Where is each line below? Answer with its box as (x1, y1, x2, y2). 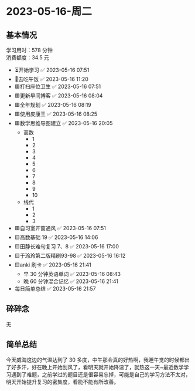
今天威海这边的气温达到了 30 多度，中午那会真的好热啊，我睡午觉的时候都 (6, 356, 185, 363)
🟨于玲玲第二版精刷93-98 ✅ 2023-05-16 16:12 (14, 252, 126, 259)
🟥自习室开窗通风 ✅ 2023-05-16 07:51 (14, 225, 107, 231)
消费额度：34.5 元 (6, 54, 50, 61)
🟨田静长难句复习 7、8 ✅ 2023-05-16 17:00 (14, 243, 119, 250)
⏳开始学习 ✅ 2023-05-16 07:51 (14, 66, 90, 73)
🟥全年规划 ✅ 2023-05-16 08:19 (14, 102, 92, 108)
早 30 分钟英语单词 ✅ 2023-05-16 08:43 (23, 271, 121, 277)
